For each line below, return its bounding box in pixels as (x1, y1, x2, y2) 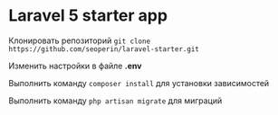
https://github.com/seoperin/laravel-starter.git (8, 44, 200, 54)
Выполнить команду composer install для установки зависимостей (8, 77, 270, 88)
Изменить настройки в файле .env (8, 60, 142, 71)
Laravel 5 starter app (8, 5, 168, 26)
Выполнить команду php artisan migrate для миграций (8, 95, 223, 106)
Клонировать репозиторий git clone (8, 35, 151, 46)
